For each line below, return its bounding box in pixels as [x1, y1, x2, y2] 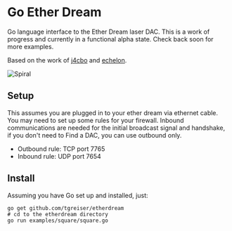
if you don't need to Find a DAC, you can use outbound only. [7, 131, 182, 139]
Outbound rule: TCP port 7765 [17, 145, 105, 153]
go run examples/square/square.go [7, 217, 109, 224]
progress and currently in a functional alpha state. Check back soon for [7, 34, 214, 43]
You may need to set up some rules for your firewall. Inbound [7, 116, 184, 124]
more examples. [7, 42, 54, 51]
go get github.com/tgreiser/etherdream [7, 204, 124, 211]
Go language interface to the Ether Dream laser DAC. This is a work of [7, 27, 210, 36]
